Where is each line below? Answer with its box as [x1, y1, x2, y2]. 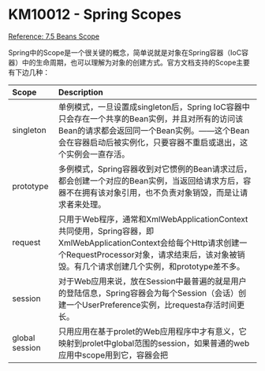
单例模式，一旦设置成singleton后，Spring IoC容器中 [58, 101, 250, 112]
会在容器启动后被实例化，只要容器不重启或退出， [58, 136, 241, 147]
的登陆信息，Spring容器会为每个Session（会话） [58, 288, 239, 299]
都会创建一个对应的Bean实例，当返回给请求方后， [58, 175, 244, 186]
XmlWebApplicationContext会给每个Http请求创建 [58, 237, 240, 248]
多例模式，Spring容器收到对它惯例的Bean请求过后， [58, 163, 252, 174]
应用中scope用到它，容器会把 [58, 349, 169, 360]
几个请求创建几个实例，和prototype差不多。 [81, 261, 245, 272]
